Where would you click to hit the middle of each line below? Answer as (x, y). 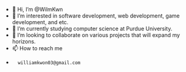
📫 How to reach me (37, 48)
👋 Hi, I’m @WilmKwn (37, 9)
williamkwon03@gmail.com (49, 63)
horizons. (24, 41)
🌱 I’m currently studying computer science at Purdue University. (92, 28)
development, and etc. (40, 22)
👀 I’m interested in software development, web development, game (96, 16)
